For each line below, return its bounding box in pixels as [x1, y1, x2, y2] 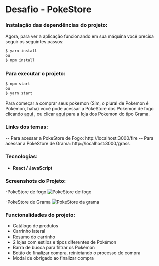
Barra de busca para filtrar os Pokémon [12, 245, 95, 251]
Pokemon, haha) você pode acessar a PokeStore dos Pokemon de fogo [5, 106, 154, 112]
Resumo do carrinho [12, 234, 56, 240]
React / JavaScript [12, 164, 53, 171]
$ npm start [5, 81, 30, 87]
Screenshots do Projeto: [5, 177, 66, 184]
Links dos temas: [5, 123, 48, 130]
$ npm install [5, 58, 35, 63]
